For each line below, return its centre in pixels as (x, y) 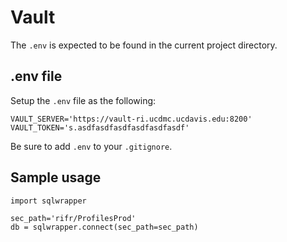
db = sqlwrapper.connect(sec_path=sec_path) (104, 227)
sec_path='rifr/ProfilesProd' (73, 218)
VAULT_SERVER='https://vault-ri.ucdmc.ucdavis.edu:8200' (131, 119)
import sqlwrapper (48, 201)
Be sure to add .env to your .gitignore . (91, 146)
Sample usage (56, 177)
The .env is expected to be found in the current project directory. (144, 45)
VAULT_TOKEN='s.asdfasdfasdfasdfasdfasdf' (100, 127)
